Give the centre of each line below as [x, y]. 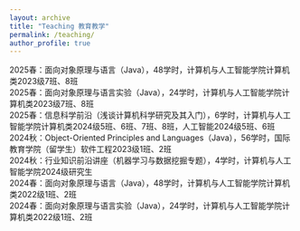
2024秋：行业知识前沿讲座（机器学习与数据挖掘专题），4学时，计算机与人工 [150, 160]
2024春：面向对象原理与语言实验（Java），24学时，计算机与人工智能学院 [146, 206]
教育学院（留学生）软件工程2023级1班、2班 [90, 149]
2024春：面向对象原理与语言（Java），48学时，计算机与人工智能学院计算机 [150, 183]
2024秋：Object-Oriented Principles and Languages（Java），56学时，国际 [150, 138]
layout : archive [40, 18]
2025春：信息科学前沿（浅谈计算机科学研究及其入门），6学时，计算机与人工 [150, 115]
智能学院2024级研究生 [51, 172]
